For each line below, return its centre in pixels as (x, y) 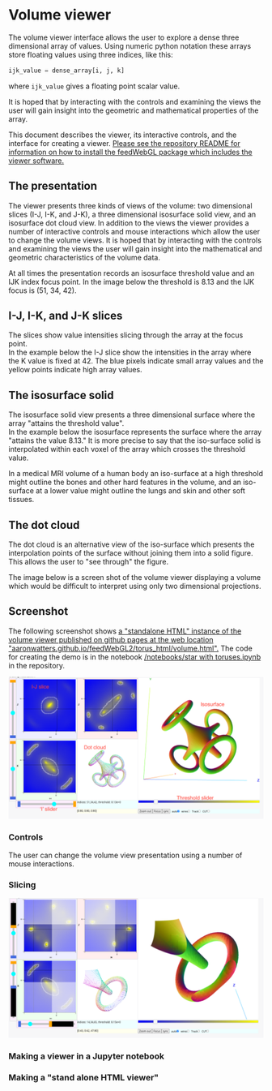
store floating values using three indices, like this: (91, 54)
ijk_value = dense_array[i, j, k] (67, 71)
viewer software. (36, 161)
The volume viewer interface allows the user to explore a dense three (124, 37)
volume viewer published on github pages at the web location (111, 639)
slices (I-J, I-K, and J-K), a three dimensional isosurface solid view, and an (132, 214)
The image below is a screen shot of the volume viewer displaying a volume (135, 578)
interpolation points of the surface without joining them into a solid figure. (131, 553)
